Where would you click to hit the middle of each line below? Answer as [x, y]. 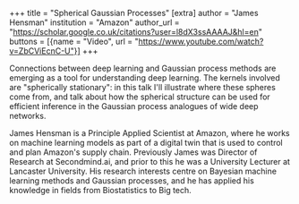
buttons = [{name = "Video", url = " [74, 41]
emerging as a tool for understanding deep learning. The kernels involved [145, 78]
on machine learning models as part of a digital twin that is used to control [146, 143]
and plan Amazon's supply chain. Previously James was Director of [133, 152]
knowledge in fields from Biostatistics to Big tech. [101, 190]
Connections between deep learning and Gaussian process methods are [143, 68]
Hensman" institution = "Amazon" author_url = [94, 22]
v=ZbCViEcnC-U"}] [45, 51]
